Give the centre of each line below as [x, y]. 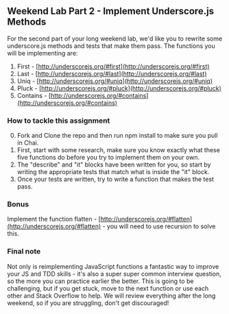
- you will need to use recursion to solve [159, 226]
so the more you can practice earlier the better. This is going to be [100, 281]
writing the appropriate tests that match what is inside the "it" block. [113, 172]
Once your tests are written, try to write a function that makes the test [116, 179]
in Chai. [28, 143]
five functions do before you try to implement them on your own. [108, 158]
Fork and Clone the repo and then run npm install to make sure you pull [117, 136]
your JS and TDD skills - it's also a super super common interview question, [114, 274]
